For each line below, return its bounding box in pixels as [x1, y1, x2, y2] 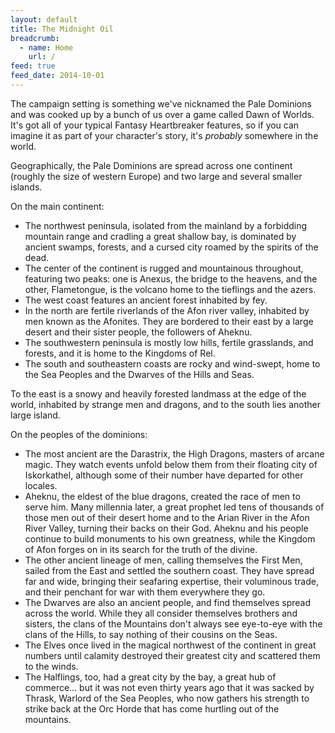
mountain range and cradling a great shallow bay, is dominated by [24, 230, 297, 242]
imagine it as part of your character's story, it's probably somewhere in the [10, 129, 319, 141]
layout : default [10, 14, 78, 25]
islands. [10, 181, 43, 193]
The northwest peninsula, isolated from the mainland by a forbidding [24, 219, 308, 231]
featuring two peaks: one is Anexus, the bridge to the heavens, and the [24, 272, 318, 285]
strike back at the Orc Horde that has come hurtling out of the [24, 702, 280, 715]
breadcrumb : [10, 33, 60, 43]
